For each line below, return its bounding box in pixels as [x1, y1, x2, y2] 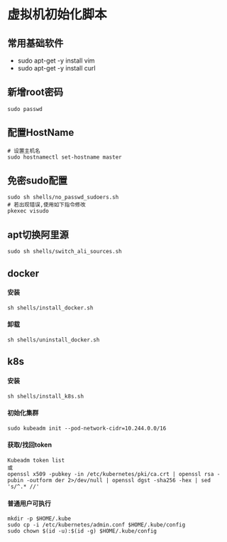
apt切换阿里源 [7, 228, 70, 240]
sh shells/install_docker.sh [7, 304, 94, 312]
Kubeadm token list [7, 457, 65, 464]
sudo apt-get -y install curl [17, 64, 96, 72]
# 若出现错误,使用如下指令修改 [7, 201, 87, 208]
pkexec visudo [7, 208, 50, 215]
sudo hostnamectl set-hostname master [7, 154, 122, 161]
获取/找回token [7, 440, 52, 449]
